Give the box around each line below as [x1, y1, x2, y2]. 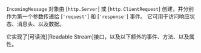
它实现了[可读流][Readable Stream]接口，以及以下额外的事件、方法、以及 [6, 33, 189, 40]
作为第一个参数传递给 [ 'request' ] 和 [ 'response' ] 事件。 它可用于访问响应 [6, 13, 190, 20]
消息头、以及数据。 [16, 20, 65, 27]
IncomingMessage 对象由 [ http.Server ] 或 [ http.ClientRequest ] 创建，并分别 [6, 5, 194, 12]
